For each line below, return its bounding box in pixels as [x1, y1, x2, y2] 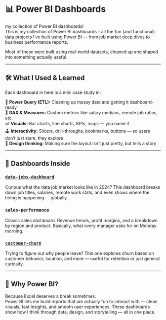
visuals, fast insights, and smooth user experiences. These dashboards [5, 304, 150, 310]
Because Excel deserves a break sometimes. [5, 293, 96, 299]
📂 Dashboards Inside [5, 160, 70, 168]
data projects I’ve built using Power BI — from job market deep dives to [5, 34, 150, 40]
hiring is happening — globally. [5, 195, 68, 201]
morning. [5, 228, 24, 234]
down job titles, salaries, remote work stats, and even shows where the [5, 189, 150, 196]
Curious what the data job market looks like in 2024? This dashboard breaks [5, 184, 161, 190]
